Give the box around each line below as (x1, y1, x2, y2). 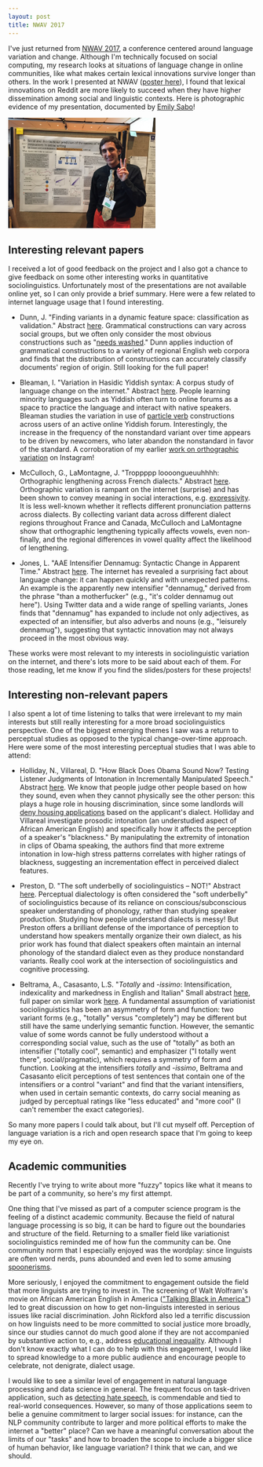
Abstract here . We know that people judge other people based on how (19, 783, 247, 792)
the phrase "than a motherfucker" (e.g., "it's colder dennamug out (19, 592, 234, 601)
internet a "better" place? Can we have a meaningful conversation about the (8, 1425, 254, 1436)
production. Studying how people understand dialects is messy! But (19, 914, 239, 924)
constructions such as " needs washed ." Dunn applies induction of (19, 338, 233, 347)
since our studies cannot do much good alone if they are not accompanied (8, 1327, 250, 1337)
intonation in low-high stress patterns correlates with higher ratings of (19, 849, 246, 859)
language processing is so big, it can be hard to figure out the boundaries (8, 1221, 246, 1230)
